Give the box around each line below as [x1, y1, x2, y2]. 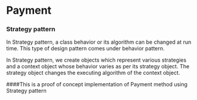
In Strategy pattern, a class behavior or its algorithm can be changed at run [6, 38, 192, 46]
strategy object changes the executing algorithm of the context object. [6, 69, 181, 77]
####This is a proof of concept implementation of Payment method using [6, 81, 187, 88]
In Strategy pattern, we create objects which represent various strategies [6, 56, 187, 63]
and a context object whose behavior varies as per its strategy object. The [6, 63, 190, 70]
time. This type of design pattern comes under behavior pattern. [6, 45, 165, 52]
